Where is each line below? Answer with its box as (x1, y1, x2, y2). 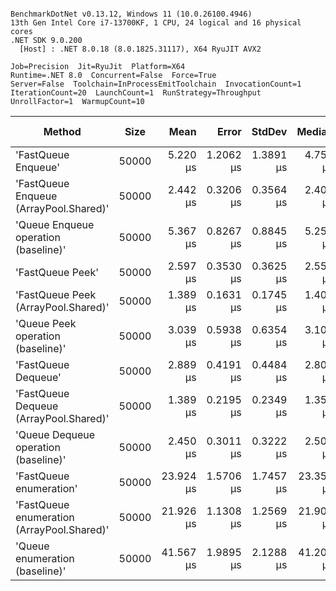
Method (43, 125, 82, 138)
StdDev (251, 125, 288, 138)
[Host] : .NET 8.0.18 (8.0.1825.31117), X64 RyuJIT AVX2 (19, 44, 262, 54)
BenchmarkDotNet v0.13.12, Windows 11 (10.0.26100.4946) (10, 9, 253, 19)
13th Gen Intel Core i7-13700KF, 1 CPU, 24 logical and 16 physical (10, 18, 302, 28)
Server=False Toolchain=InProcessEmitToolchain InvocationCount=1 (10, 79, 302, 89)
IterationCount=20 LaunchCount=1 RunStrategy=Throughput (10, 88, 262, 98)
